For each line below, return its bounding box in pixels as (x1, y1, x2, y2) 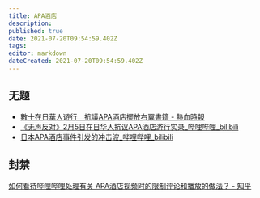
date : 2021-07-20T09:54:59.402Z (8, 34, 117, 43)
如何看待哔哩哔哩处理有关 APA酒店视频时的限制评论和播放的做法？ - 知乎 (8, 181, 252, 191)
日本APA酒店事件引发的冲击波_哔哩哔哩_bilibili (19, 132, 174, 141)
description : (8, 19, 53, 27)
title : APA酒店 (8, 11, 58, 20)
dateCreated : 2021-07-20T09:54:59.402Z (8, 57, 143, 65)
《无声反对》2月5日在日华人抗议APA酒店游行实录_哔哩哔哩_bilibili (19, 122, 239, 132)
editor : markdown (8, 49, 67, 57)
